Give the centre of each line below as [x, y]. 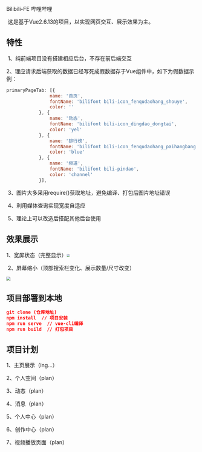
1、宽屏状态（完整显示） [37, 255]
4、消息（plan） [27, 404]
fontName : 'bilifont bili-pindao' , [94, 169]
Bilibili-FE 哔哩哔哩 [29, 9]
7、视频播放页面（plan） [37, 442]
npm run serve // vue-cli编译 [45, 323]
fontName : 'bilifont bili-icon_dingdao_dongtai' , [113, 124]
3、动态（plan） [27, 391]
